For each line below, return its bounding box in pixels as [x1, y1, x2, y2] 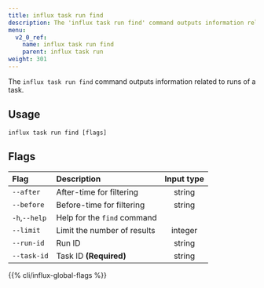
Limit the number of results [56, 224, 156, 235]
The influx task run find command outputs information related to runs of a [8, 76, 256, 86]
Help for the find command [56, 212, 157, 223]
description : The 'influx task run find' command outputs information [8, 19, 244, 27]
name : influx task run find [22, 41, 114, 49]
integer [171, 224, 198, 235]
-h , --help [12, 212, 47, 223]
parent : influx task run [22, 48, 104, 56]
